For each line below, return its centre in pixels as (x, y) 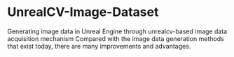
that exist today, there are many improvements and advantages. (99, 46)
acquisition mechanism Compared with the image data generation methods (116, 38)
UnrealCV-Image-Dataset (83, 12)
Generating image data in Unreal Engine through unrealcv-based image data (117, 31)
